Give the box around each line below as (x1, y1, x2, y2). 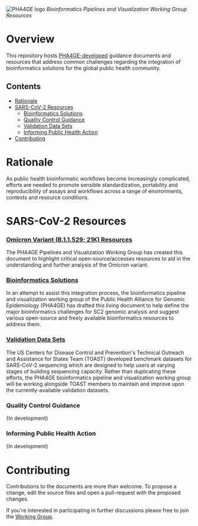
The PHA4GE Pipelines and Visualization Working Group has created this (6, 249, 183, 256)
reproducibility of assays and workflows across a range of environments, (6, 188, 183, 195)
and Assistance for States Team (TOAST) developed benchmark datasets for (6, 355, 192, 362)
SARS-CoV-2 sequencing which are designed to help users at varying (6, 361, 175, 369)
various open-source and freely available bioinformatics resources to (6, 314, 174, 321)
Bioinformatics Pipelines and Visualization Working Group (46, 6, 187, 12)
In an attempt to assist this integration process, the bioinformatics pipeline (6, 290, 186, 297)
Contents (6, 81, 41, 91)
